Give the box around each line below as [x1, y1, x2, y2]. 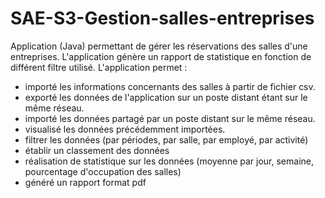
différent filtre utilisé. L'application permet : [10, 61, 188, 73]
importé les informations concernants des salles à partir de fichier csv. [24, 80, 316, 92]
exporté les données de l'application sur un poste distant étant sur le [24, 91, 308, 103]
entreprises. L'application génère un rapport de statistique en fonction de [10, 50, 312, 62]
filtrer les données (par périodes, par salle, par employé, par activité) [24, 133, 309, 146]
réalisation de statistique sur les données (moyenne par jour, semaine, [24, 155, 315, 167]
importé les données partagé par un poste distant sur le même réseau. [24, 112, 316, 124]
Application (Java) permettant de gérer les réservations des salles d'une [10, 40, 308, 52]
